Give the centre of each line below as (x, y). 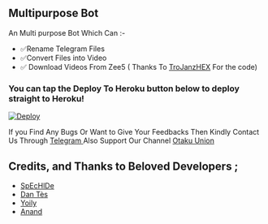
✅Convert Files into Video (63, 58)
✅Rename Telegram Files (63, 49)
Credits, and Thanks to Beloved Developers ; (123, 166)
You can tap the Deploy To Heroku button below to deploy (124, 88)
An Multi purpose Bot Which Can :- (67, 32)
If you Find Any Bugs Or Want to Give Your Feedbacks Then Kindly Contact (134, 132)
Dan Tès (34, 194)
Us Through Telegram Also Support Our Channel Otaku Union (112, 140)
